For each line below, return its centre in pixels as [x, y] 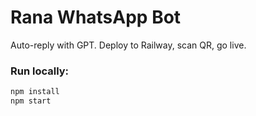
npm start [31, 101]
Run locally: [40, 71]
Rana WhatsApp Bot [96, 17]
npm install [35, 92]
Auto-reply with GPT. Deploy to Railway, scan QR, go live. [128, 45]
